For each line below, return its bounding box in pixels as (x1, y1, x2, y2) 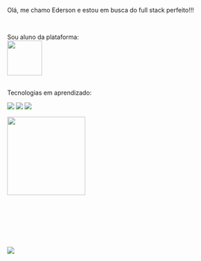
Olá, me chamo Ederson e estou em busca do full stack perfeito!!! (7, 6, 194, 14)
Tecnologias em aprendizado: (7, 88, 92, 97)
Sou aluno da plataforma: (7, 33, 80, 41)
